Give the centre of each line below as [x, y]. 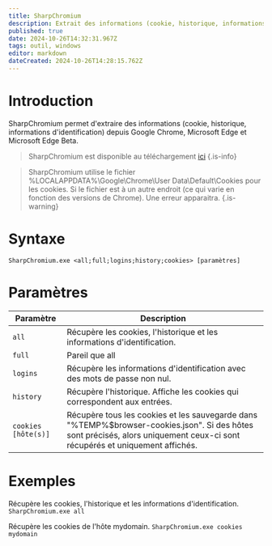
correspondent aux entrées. [119, 401]
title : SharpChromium [45, 16]
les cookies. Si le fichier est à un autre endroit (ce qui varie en [131, 189]
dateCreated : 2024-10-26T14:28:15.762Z [76, 61]
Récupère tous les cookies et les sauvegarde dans [162, 415]
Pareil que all [91, 355]
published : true [36, 31]
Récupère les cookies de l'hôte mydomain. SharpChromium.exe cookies [125, 526]
